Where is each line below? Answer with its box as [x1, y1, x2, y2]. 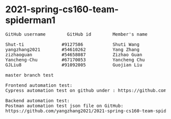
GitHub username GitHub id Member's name [5, 31, 148, 37]
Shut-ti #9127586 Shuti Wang [5, 41, 140, 47]
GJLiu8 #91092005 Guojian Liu [5, 62, 142, 67]
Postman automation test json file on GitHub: [5, 103, 124, 108]
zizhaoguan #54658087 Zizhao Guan [5, 52, 142, 57]
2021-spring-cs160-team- [5, 4, 119, 15]
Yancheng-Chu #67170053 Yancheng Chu [5, 57, 145, 62]
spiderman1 [5, 14, 56, 26]
